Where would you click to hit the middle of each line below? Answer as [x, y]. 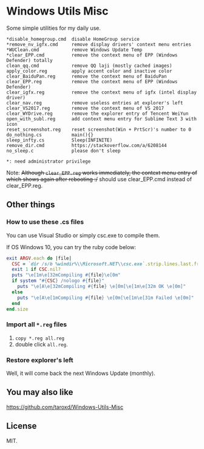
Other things [31, 205]
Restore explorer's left [40, 360]
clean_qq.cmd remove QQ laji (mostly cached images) [89, 66]
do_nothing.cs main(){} [50, 135]
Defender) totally [29, 60]
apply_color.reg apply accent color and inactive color [89, 71]
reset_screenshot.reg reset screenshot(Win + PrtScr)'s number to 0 [99, 129]
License [22, 426]
